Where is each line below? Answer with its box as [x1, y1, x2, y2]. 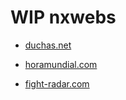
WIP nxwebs [10, 6, 117, 29]
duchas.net [24, 39, 72, 51]
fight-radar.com [24, 77, 90, 90]
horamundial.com [24, 58, 98, 70]
